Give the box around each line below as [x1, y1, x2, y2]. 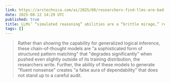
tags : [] [5, 26, 24, 31]
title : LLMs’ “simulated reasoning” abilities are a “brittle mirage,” [5, 21, 159, 27]
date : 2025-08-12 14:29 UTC [5, 12, 65, 17]
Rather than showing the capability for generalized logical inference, [17, 40, 160, 46]
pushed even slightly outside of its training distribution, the [17, 56, 140, 62]
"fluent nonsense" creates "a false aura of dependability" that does [17, 67, 158, 73]
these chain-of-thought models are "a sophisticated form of [17, 46, 143, 52]
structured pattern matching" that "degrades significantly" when [17, 51, 152, 57]
